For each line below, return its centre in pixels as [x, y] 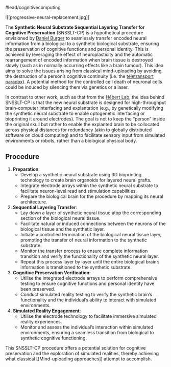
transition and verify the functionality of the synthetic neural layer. [90, 256]
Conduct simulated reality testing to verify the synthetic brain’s [86, 294]
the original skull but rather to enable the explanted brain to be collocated [82, 124]
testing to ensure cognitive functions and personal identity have [87, 283]
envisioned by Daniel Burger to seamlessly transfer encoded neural [76, 38]
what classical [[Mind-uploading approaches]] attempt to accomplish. [79, 359]
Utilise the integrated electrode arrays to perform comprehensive [89, 278]
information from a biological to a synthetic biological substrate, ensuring [82, 44]
